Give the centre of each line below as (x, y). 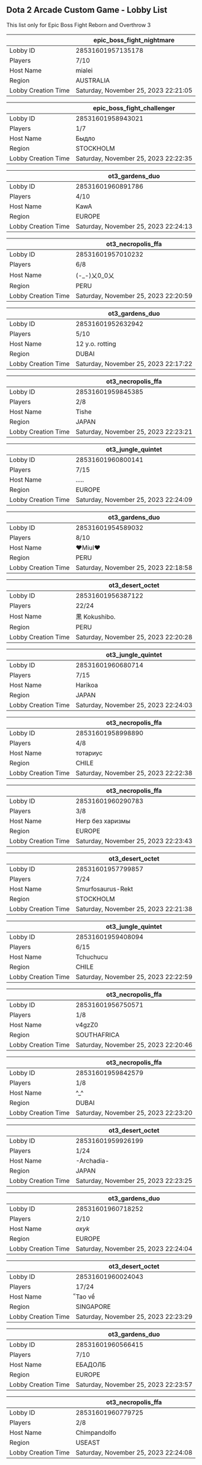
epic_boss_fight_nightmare (134, 40)
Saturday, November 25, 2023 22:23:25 (134, 1181)
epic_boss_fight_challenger (134, 108)
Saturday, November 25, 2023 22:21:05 (134, 90)
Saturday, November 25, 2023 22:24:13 (134, 226)
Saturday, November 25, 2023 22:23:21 (134, 431)
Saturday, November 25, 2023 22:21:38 (134, 908)
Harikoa (87, 685)
